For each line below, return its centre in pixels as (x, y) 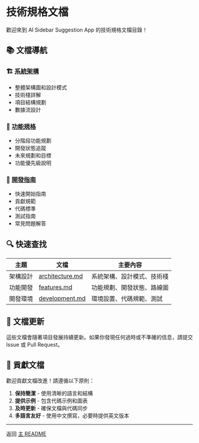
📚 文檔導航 (27, 50)
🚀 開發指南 (21, 180)
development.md (62, 299)
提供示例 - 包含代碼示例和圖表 (51, 400)
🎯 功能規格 (21, 127)
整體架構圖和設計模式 (41, 87)
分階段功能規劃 (33, 140)
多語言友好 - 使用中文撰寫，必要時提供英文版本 (72, 415)
